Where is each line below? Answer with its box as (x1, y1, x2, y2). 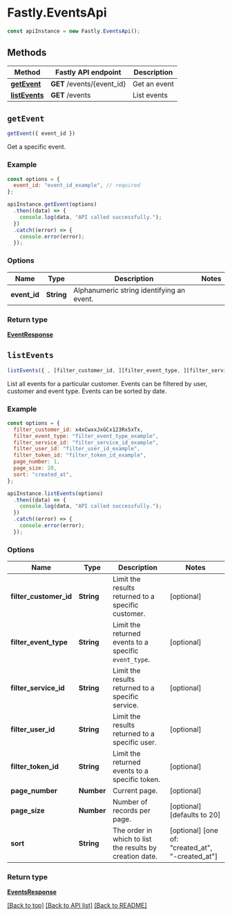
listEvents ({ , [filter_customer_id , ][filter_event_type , (7, 367, 181, 374)
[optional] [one (169, 826, 219, 835)
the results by (113, 843, 157, 852)
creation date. (113, 852, 157, 861)
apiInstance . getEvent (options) (7, 201, 97, 208)
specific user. (113, 738, 157, 747)
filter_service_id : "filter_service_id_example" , (13, 439, 159, 446)
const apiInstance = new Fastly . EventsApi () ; (7, 28, 140, 35)
